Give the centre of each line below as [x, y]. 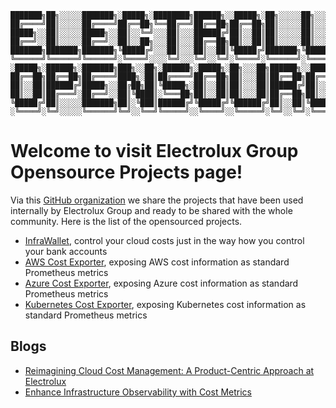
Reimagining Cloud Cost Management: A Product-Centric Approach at [169, 370]
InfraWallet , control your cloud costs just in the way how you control [164, 240]
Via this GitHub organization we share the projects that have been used [157, 200]
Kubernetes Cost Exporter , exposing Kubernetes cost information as [165, 304]
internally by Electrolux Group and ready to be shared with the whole [151, 210]
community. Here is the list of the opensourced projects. [126, 221]
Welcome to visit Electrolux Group [154, 151]
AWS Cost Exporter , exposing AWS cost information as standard [157, 262]
